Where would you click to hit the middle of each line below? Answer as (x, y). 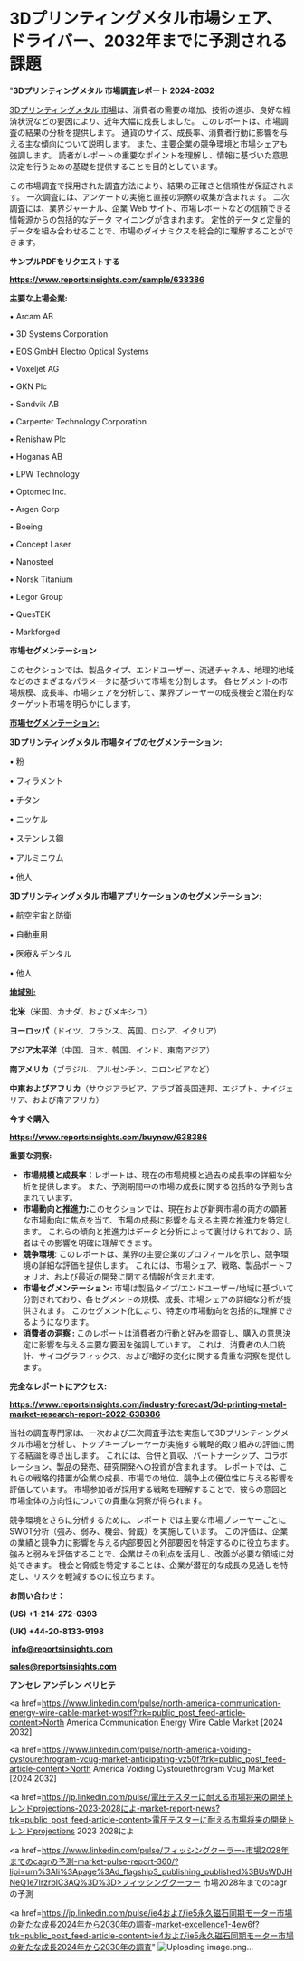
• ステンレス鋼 (37, 838)
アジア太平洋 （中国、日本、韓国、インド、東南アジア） (112, 1050)
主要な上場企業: (38, 298)
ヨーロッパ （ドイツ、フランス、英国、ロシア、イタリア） (115, 1030)
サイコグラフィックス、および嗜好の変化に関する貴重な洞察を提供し (165, 1356)
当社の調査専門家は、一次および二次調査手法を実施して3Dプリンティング (145, 1433)
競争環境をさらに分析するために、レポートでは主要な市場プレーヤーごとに (148, 1519)
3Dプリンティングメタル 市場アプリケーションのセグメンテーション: (136, 896)
